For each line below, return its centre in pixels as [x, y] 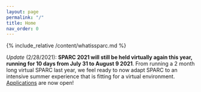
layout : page [22, 12]
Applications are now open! [40, 83]
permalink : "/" [25, 17]
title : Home [21, 23]
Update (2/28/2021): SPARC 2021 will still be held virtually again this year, [100, 57]
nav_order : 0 [22, 29]
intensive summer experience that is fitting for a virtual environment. [91, 76]
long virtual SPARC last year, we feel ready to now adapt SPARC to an [92, 70]
